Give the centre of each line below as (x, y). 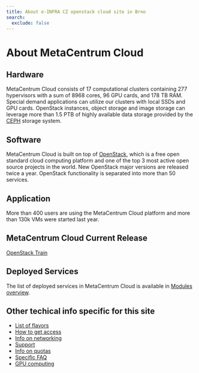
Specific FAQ (31, 357)
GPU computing (34, 364)
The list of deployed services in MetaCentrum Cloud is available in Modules (99, 286)
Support (25, 345)
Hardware (25, 75)
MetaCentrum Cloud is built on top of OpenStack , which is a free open (93, 154)
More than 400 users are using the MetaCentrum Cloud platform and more (98, 213)
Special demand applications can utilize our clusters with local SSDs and (96, 102)
